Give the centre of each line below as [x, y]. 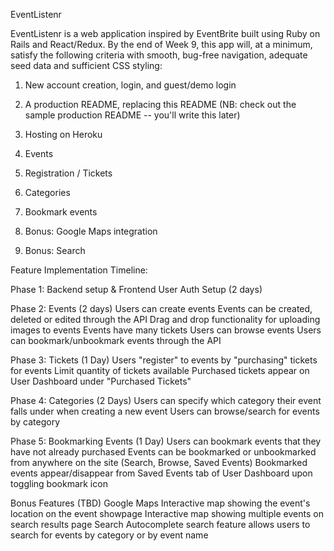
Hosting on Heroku [63, 134]
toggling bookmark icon [59, 483]
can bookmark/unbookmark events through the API [116, 340]
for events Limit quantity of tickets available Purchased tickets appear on [160, 370]
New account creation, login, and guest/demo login [130, 85]
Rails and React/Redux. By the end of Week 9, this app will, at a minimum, [161, 44]
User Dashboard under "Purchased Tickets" [101, 381]
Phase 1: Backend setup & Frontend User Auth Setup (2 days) [136, 289]
